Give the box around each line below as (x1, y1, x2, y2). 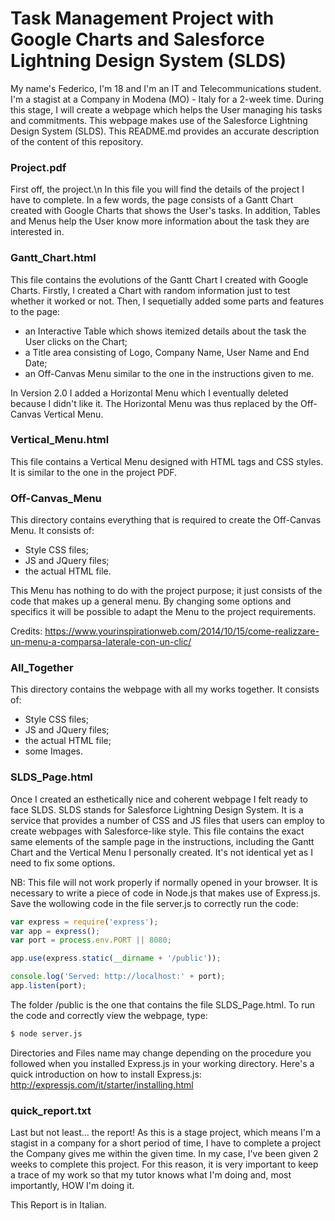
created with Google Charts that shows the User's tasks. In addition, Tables (10, 205, 321, 217)
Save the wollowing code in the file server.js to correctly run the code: (10, 897, 299, 909)
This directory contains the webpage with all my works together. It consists (10, 683, 320, 696)
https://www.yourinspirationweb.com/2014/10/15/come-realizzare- (44, 625, 320, 637)
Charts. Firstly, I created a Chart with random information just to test (10, 284, 291, 296)
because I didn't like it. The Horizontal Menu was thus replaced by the (10, 397, 299, 409)
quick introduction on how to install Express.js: (10, 1068, 202, 1080)
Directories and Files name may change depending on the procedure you (10, 1047, 312, 1059)
